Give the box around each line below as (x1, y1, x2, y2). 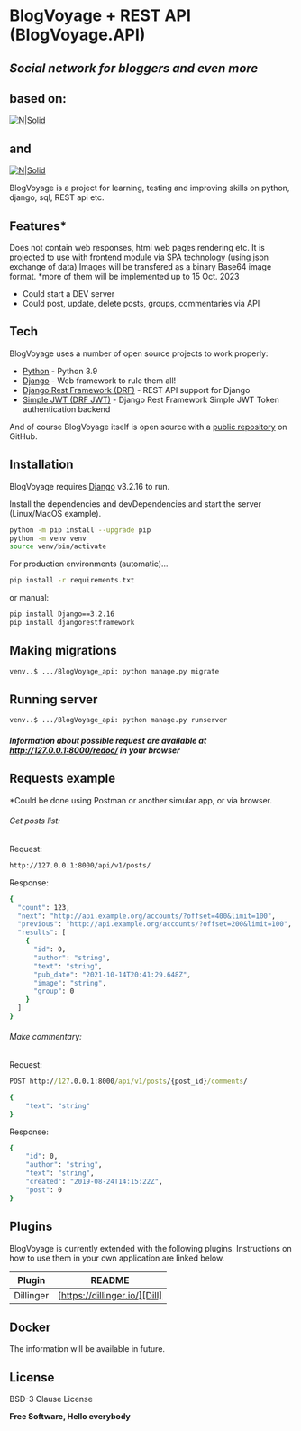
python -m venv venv (9, 534, 87, 543)
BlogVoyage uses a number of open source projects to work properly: (9, 348, 269, 359)
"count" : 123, (17, 903, 70, 912)
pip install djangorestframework (9, 619, 135, 628)
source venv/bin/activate (9, 542, 106, 551)
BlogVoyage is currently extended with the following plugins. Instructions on (9, 1243, 292, 1253)
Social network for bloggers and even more (9, 60, 259, 76)
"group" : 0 (32, 986, 75, 996)
